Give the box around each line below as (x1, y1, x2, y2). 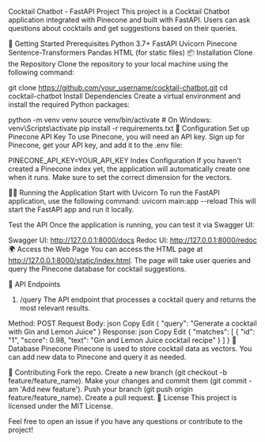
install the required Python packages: (8, 100, 131, 109)
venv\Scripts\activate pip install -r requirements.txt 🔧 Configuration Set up (8, 124, 250, 133)
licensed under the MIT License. (8, 402, 113, 410)
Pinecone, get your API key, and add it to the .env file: (8, 140, 184, 150)
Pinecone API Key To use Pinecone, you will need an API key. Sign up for (8, 132, 245, 141)
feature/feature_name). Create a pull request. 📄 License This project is (8, 393, 237, 402)
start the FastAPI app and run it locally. (8, 205, 134, 214)
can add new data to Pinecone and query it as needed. (8, 352, 187, 361)
